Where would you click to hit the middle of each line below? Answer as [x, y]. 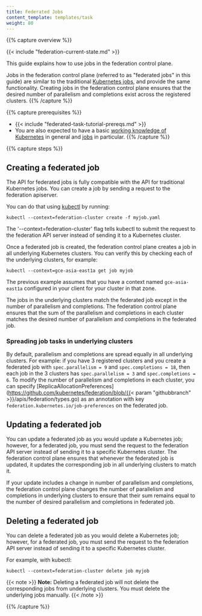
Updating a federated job [54, 425]
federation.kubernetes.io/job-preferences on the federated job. [87, 406]
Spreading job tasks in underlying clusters [70, 341]
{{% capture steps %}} [35, 149]
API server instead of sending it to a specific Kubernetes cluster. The [92, 452]
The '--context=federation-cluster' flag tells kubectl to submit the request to [101, 229]
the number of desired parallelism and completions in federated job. [90, 502]
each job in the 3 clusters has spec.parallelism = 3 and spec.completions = [101, 374]
